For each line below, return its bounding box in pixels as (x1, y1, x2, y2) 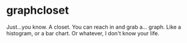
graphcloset (6, 4, 69, 17)
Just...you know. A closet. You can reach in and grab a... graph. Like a (6, 23, 182, 30)
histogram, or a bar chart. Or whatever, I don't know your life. (6, 29, 160, 36)
